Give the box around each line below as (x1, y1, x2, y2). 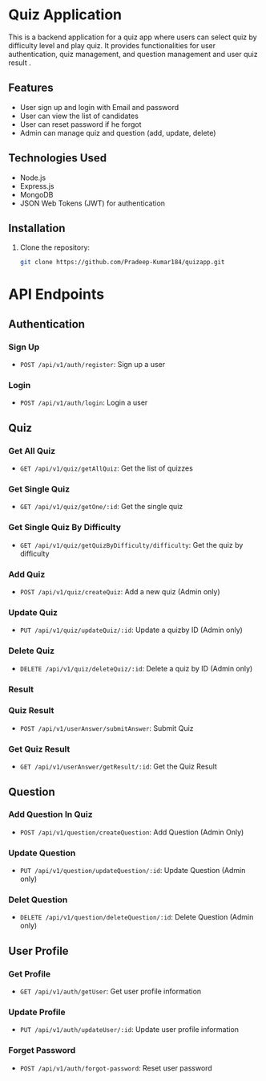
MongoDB (19, 190, 54, 199)
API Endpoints (8, 285, 105, 304)
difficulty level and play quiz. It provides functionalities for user (8, 40, 216, 50)
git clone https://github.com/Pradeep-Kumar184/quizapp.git (19, 259, 225, 267)
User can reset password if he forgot (19, 119, 142, 129)
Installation (8, 221, 66, 235)
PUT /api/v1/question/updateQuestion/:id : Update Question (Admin (19, 866, 246, 875)
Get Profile (8, 968, 51, 979)
